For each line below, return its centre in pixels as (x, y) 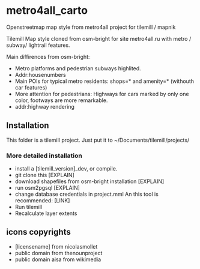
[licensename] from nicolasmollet (56, 246)
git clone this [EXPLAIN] (45, 175)
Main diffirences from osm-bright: (48, 56)
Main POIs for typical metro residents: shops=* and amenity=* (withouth (104, 81)
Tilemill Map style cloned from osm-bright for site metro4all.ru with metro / (99, 38)
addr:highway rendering (45, 106)
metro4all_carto (47, 11)
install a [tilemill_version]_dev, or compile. (66, 169)
